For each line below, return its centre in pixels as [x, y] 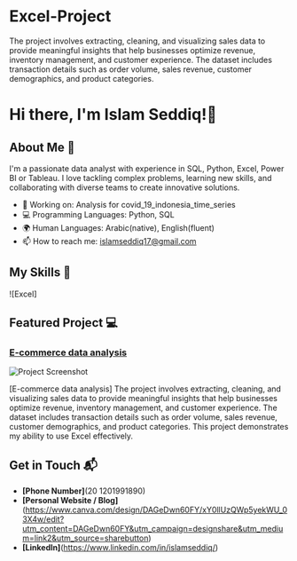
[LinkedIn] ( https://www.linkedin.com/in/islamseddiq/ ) [120, 548]
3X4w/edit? [43, 519]
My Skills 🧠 [40, 273]
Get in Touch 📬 [53, 465]
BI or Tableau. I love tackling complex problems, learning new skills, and [141, 178]
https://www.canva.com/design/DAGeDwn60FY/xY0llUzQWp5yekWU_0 [156, 510]
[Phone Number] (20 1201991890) [84, 491]
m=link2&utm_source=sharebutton [85, 538]
